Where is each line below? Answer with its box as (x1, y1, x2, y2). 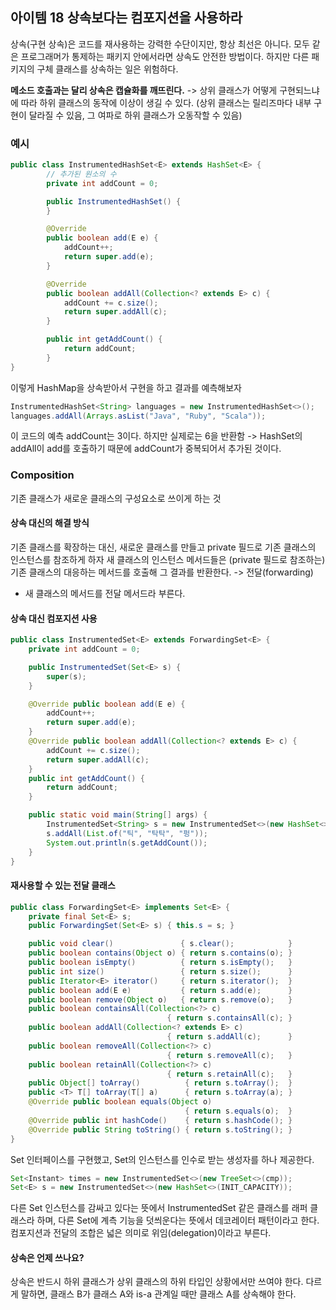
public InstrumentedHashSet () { (46, 196, 182, 207)
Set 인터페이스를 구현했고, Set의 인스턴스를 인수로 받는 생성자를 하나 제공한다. (10, 1153, 315, 1165)
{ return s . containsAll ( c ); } (166, 1013, 293, 1023)
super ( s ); (46, 671, 87, 682)
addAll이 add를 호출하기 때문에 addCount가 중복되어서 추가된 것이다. (10, 443, 282, 455)
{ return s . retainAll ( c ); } (166, 1069, 293, 1079)
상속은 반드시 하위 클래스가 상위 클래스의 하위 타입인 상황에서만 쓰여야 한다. (10, 1276, 304, 1288)
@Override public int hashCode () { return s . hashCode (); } (28, 1115, 293, 1125)
